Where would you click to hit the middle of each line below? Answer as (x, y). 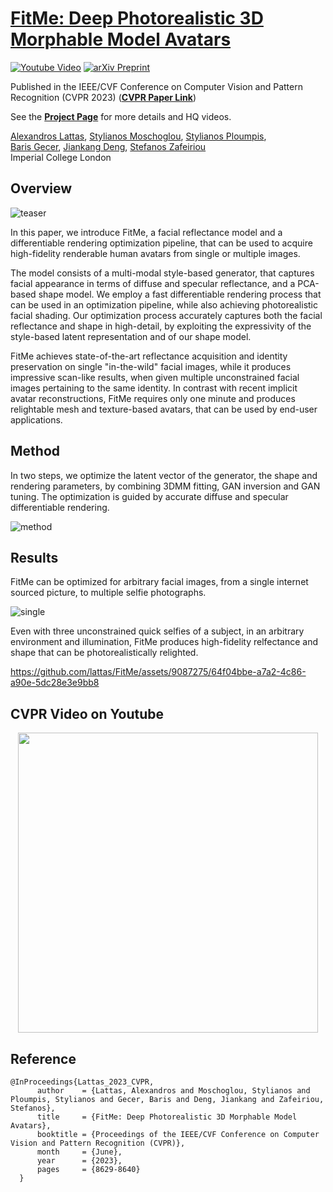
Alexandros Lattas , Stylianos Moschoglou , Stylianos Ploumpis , (138, 136)
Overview (41, 188)
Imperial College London (61, 157)
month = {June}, (79, 1152)
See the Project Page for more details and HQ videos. (121, 116)
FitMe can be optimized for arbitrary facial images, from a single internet (159, 582)
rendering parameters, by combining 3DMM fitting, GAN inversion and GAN (165, 486)
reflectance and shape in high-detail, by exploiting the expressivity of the (161, 326)
